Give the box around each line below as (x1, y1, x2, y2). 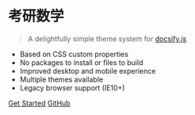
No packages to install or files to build (19, 57, 143, 67)
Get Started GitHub (8, 98, 71, 108)
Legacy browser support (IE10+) (19, 82, 125, 92)
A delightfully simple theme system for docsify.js (27, 33, 187, 44)
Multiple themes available (19, 75, 104, 84)
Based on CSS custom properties (19, 49, 129, 59)
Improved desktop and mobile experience (19, 66, 156, 75)
